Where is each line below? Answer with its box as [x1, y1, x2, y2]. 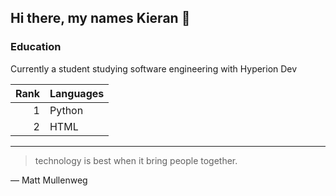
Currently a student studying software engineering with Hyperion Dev [10, 62, 298, 75]
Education [10, 40, 62, 54]
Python [49, 103, 84, 117]
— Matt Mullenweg [10, 174, 88, 186]
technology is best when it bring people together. [34, 154, 238, 166]
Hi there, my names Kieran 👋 [10, 10, 191, 27]
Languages [49, 86, 105, 100]
